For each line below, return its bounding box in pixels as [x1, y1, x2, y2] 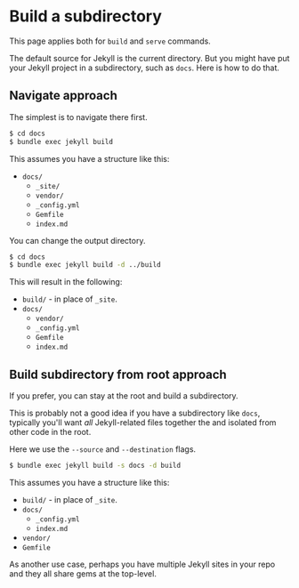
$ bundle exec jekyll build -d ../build [9, 261, 162, 270]
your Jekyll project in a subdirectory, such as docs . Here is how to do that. [9, 62, 280, 73]
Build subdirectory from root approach [9, 366, 227, 382]
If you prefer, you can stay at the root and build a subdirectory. [9, 391, 238, 401]
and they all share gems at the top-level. [9, 568, 158, 579]
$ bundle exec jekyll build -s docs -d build [9, 461, 181, 471]
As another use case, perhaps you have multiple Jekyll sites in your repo [9, 559, 276, 569]
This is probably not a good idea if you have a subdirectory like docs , [9, 407, 261, 419]
